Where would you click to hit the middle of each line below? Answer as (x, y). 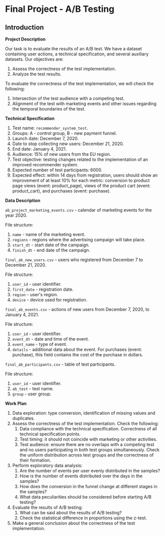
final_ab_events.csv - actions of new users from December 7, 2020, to (77, 309)
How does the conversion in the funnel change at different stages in (88, 486)
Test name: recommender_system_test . (50, 128)
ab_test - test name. (33, 389)
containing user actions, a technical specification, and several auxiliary (77, 54)
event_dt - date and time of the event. (51, 339)
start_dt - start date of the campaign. (51, 245)
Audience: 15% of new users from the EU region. (62, 154)
